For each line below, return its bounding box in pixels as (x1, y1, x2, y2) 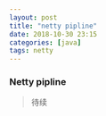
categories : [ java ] (9, 37, 82, 47)
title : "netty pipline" (9, 21, 98, 30)
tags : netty (9, 46, 53, 55)
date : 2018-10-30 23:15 (9, 29, 98, 38)
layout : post (9, 12, 58, 22)
